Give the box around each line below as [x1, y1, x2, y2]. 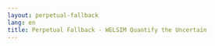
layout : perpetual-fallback [7, 11, 99, 19]
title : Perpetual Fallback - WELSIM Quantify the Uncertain [7, 26, 208, 34]
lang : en [7, 19, 36, 27]
